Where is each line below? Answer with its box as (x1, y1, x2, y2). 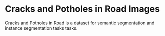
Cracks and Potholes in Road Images (5, 3, 160, 15)
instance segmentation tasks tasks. (5, 25, 78, 31)
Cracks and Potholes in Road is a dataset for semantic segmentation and (5, 20, 155, 26)
